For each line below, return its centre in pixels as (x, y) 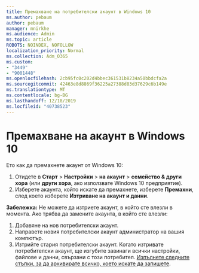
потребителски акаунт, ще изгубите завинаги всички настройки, (97, 251)
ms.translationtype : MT (36, 90)
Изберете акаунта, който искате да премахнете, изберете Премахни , (104, 190)
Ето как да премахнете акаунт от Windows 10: (65, 165)
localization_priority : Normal (45, 51)
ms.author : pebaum (29, 17)
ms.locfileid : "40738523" (38, 106)
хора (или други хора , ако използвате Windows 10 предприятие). (99, 183)
